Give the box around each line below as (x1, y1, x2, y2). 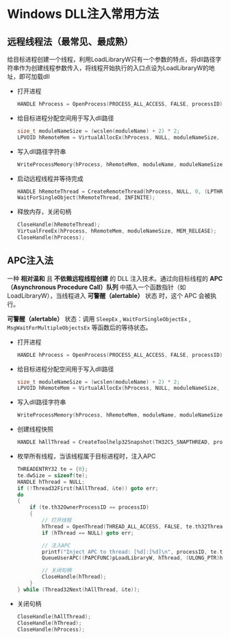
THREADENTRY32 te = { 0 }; (16, 466, 88, 473)
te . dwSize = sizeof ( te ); (16, 472, 88, 479)
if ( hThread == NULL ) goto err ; (42, 529, 134, 536)
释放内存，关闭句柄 (16, 207, 72, 216)
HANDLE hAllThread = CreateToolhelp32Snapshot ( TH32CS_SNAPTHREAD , (16, 439, 211, 446)
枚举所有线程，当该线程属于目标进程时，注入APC (16, 452, 156, 461)
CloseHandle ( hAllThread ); (16, 613, 91, 620)
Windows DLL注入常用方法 (7, 6, 159, 22)
